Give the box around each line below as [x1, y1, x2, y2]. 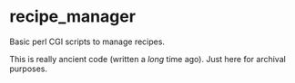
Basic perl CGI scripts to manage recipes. [9, 36, 166, 47]
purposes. [9, 63, 48, 74]
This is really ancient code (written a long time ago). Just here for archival [9, 53, 287, 64]
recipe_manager [9, 6, 137, 27]
